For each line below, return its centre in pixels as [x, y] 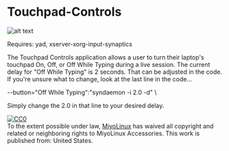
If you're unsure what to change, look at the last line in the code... [100, 79]
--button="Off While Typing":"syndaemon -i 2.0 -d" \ [82, 92]
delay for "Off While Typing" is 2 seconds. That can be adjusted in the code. [115, 72]
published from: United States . [50, 140]
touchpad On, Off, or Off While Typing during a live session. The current [109, 64]
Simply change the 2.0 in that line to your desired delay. [86, 105]
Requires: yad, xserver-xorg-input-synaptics [70, 44]
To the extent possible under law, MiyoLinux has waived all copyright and [110, 126]
